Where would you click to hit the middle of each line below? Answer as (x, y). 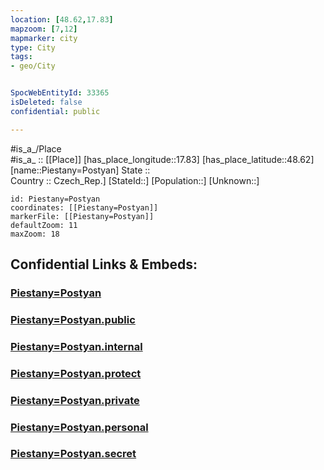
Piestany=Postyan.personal (79, 427)
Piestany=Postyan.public (73, 319)
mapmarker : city (44, 38)
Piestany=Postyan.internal (76, 346)
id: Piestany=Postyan (55, 199)
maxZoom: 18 (35, 234)
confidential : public (55, 111)
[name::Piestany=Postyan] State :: (80, 170)
